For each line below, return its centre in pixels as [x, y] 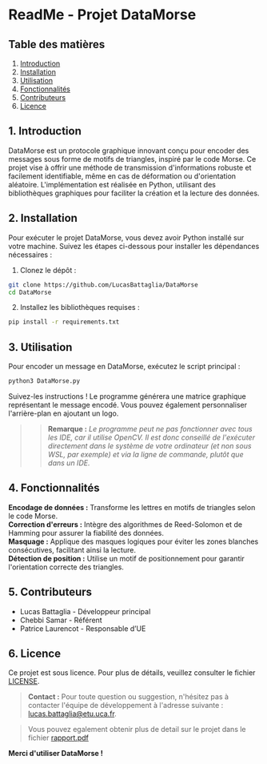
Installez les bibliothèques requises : [80, 308]
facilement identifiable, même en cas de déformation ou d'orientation [122, 176]
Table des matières [57, 44]
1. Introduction [45, 131]
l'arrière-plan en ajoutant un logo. [64, 413]
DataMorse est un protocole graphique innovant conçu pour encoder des [129, 151]
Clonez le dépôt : [48, 270]
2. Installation [43, 218]
